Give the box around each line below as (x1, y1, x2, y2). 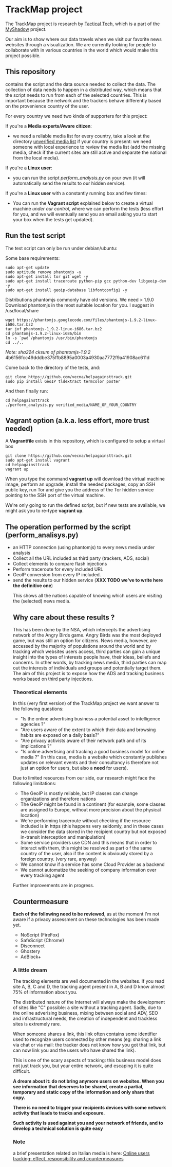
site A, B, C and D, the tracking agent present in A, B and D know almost (12, 984, 165, 990)
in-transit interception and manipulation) (20, 834, 106, 840)
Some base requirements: (5, 255, 60, 261)
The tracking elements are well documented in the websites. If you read (12, 978, 165, 984)
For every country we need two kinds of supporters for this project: (5, 113, 148, 119)
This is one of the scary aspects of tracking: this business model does (12, 1057, 161, 1064)
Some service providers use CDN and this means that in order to (20, 840, 157, 846)
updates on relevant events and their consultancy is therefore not (20, 759, 159, 766)
